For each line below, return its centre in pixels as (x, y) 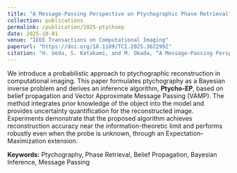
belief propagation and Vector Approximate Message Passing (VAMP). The (116, 95)
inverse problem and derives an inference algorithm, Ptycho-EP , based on (115, 88)
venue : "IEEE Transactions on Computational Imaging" (88, 40)
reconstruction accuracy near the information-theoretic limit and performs (115, 126)
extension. (63, 141)
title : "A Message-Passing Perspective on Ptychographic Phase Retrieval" (120, 14)
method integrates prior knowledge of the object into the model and (106, 103)
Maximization (27, 141)
